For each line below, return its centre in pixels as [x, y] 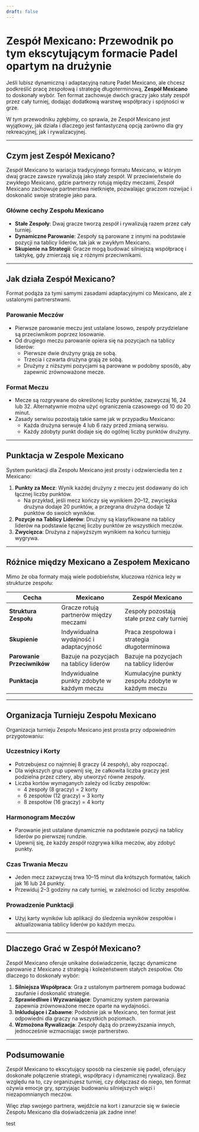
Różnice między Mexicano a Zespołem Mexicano [98, 562]
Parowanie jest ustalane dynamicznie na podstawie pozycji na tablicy [99, 830]
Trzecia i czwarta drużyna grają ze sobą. [73, 359]
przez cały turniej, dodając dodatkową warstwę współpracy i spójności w [95, 101]
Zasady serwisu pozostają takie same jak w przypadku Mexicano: [95, 419]
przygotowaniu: [25, 736]
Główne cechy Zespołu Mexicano [55, 211]
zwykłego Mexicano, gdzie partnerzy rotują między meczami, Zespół [90, 183]
